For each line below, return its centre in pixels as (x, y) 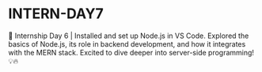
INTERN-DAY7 (56, 14)
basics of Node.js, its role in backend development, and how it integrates (127, 44)
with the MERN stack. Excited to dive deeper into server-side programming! (131, 52)
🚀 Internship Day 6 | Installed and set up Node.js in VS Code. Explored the (129, 36)
